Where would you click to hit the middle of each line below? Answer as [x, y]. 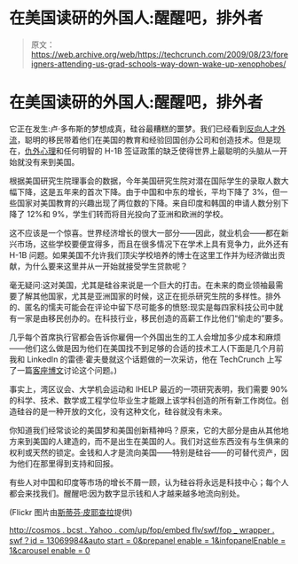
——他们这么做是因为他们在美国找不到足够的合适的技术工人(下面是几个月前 [147, 348]
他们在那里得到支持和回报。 [67, 463]
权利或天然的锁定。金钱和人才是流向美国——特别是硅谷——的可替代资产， [145, 452]
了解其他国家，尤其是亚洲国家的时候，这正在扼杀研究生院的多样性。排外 [149, 296]
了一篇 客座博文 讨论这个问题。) [63, 370]
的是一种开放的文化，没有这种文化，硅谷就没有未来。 [129, 411]
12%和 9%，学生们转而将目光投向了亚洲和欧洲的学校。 [127, 214]
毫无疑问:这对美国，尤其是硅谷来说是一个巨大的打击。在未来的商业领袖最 [143, 285]
